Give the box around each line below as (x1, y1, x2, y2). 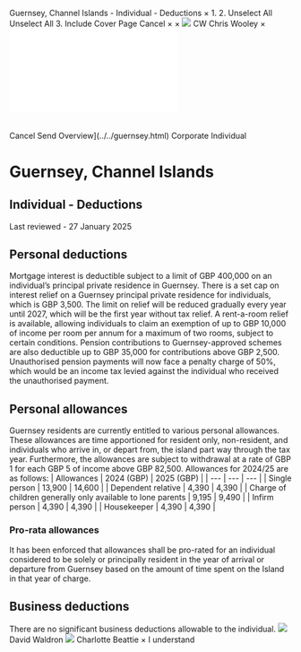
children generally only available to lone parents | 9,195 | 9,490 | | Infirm (9, 492, 275, 503)
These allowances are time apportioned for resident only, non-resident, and (9, 435, 288, 446)
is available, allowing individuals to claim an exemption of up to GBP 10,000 (9, 318, 287, 329)
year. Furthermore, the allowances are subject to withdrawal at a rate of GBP (9, 454, 291, 465)
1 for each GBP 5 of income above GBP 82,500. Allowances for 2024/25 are (9, 464, 289, 474)
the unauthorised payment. (9, 376, 109, 387)
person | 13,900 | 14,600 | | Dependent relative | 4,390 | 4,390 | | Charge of (9, 482, 287, 493)
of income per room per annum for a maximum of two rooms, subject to (9, 327, 274, 339)
